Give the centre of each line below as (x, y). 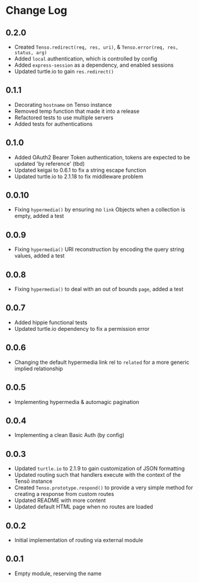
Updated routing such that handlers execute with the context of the (97, 475)
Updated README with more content (60, 500)
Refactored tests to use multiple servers (64, 117)
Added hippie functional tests (51, 322)
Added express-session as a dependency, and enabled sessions (94, 65)
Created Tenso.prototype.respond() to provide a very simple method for (104, 488)
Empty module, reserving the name (58, 573)
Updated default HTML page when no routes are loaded (84, 507)
